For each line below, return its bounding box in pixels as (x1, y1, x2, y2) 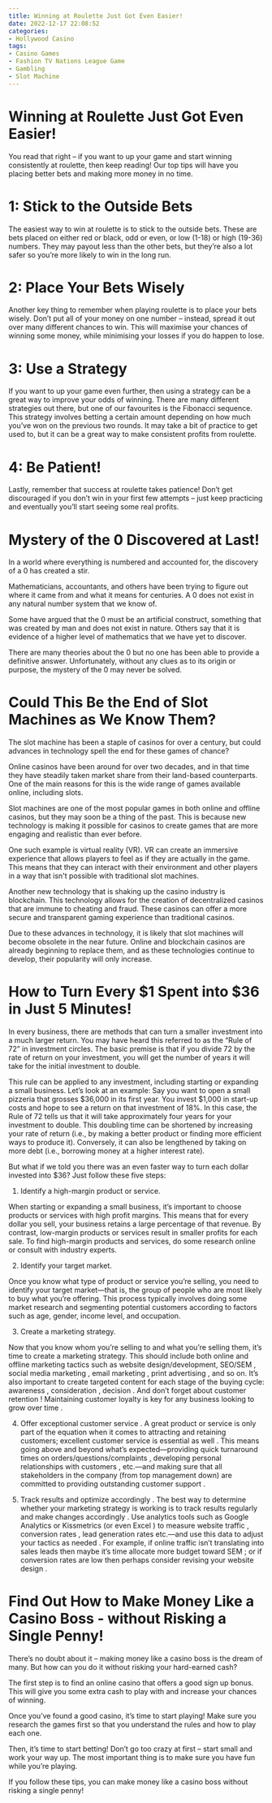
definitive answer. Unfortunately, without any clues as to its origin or (8, 656, 236, 666)
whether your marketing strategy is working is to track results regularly (19, 1503, 258, 1513)
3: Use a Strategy (8, 359, 127, 378)
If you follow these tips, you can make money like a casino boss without (8, 1777, 248, 1787)
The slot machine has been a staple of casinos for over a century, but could (8, 737, 261, 747)
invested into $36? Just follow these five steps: (8, 1170, 166, 1180)
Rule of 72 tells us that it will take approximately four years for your (8, 1112, 232, 1122)
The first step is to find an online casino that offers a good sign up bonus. (8, 1678, 254, 1688)
